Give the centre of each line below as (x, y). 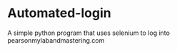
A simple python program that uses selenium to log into (88, 33)
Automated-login (60, 13)
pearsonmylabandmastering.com (56, 40)
